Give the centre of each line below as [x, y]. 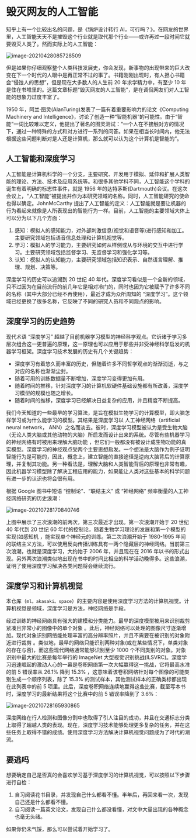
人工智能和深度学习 [41, 159]
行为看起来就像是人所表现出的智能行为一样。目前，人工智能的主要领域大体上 [98, 211]
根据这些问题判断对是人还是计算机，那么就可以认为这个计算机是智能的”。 [94, 139]
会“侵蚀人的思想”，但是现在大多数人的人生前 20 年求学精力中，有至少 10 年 [96, 82]
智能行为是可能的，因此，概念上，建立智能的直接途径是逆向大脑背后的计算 [95, 456]
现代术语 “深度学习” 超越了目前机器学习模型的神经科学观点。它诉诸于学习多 [97, 336]
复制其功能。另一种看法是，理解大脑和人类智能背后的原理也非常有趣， [106, 464]
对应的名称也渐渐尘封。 [43, 371]
